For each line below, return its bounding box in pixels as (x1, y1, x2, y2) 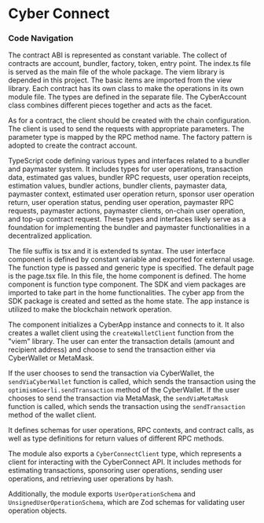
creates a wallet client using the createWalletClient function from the (8, 328, 234, 338)
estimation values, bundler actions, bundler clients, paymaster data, (8, 181, 228, 191)
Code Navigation (8, 33, 74, 44)
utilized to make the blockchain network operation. (8, 305, 172, 314)
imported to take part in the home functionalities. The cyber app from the (8, 288, 245, 298)
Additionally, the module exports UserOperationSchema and (8, 489, 196, 499)
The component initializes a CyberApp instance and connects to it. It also (8, 320, 245, 330)
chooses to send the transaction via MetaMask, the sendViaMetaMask (8, 393, 229, 403)
